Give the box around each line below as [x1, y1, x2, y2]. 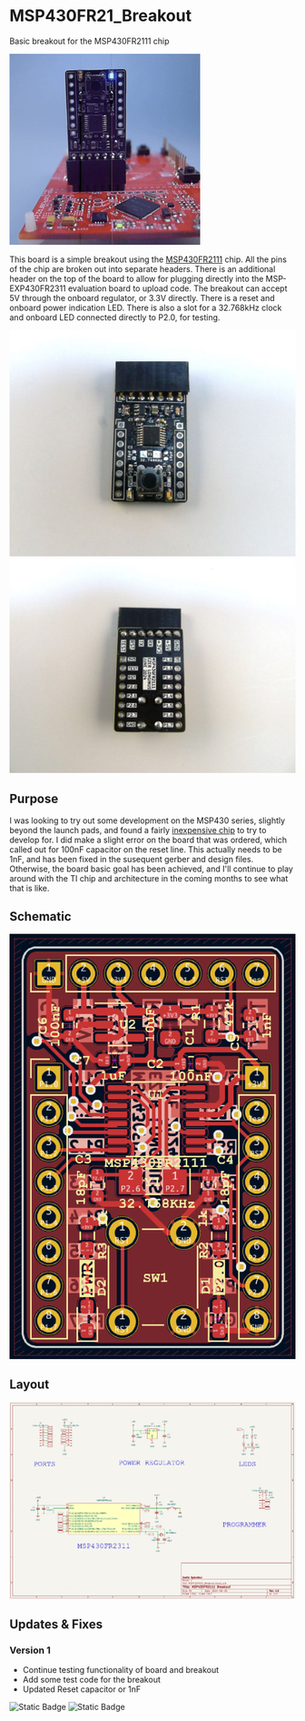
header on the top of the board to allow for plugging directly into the [9, 273, 264, 284]
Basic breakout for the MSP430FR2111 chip [9, 35, 170, 46]
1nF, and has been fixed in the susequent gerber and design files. [9, 853, 254, 864]
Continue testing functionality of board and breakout [22, 1665, 220, 1676]
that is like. [9, 882, 50, 893]
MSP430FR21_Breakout [9, 5, 192, 26]
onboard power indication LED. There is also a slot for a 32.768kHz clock [9, 302, 282, 313]
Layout [9, 1377, 50, 1393]
